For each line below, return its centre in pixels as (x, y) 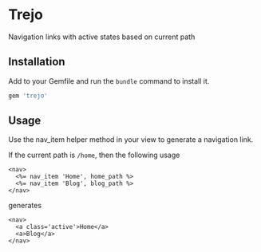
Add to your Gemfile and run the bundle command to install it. (109, 81)
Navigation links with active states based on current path (102, 37)
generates (25, 206)
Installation (37, 62)
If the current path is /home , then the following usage (94, 155)
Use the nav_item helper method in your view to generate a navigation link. (131, 140)
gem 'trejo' (28, 96)
